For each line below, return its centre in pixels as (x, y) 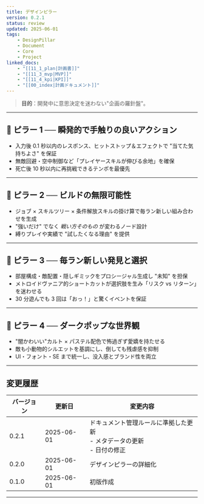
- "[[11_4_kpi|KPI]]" (44, 80)
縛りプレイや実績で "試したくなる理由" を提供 (72, 234)
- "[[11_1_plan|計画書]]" (49, 68)
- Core (25, 52)
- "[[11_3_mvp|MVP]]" (44, 74)
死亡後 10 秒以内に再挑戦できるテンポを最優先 (73, 168)
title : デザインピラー (32, 12)
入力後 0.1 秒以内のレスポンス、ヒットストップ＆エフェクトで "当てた (101, 146)
